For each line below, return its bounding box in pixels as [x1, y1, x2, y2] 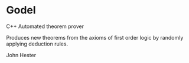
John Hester [6, 51, 37, 58]
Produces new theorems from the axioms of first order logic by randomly [6, 34, 184, 41]
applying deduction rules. [6, 40, 69, 47]
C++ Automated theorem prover [6, 23, 84, 30]
